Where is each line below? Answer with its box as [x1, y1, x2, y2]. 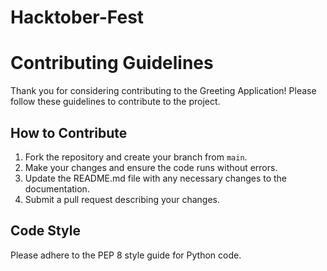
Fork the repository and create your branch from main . [24, 151, 248, 163]
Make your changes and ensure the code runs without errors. [24, 161, 278, 173]
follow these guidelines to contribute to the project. [10, 96, 221, 108]
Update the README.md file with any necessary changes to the [24, 172, 288, 184]
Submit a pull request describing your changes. [24, 193, 221, 205]
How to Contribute [10, 124, 128, 141]
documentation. [24, 182, 90, 195]
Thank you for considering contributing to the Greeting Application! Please [10, 85, 317, 97]
